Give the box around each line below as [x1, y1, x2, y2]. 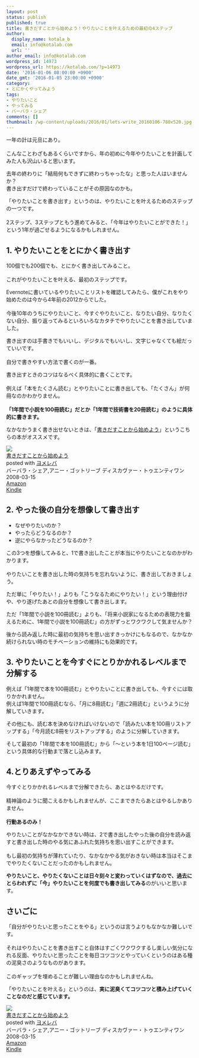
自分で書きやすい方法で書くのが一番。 [6, 358, 99, 366]
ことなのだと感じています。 [6, 993, 73, 1000]
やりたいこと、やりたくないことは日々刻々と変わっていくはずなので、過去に [6, 872, 192, 880]
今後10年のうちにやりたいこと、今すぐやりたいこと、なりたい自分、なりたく [6, 310, 193, 317]
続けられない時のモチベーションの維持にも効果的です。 [6, 638, 141, 645]
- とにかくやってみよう [6, 86, 56, 92]
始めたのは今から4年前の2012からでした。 [6, 295, 110, 303]
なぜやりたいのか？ [14, 521, 62, 529]
